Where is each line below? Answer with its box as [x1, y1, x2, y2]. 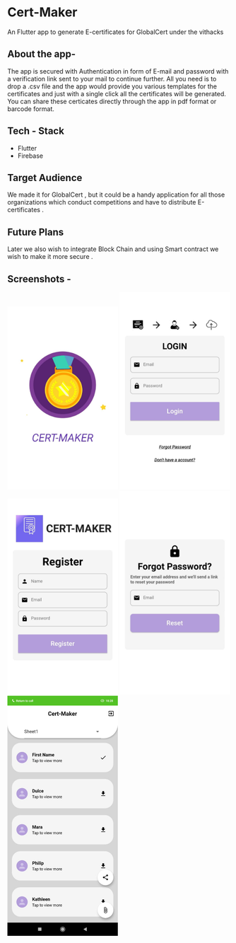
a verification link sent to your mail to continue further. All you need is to [7, 74, 217, 83]
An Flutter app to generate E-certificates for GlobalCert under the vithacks [7, 28, 224, 36]
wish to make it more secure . [7, 253, 93, 261]
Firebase [17, 151, 44, 160]
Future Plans [7, 226, 64, 238]
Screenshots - [7, 273, 72, 285]
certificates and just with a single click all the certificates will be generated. [7, 89, 226, 98]
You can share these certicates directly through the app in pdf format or [7, 97, 217, 105]
